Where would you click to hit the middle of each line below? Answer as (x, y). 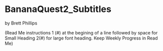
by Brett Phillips (21, 23)
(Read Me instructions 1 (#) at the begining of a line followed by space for (81, 32)
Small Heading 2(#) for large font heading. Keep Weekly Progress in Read (81, 38)
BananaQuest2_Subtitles (58, 9)
